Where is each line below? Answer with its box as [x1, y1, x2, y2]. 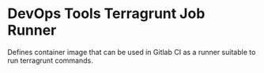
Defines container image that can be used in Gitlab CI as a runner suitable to [7, 47, 256, 57]
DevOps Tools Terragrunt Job [7, 5, 206, 23]
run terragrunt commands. [7, 56, 93, 65]
